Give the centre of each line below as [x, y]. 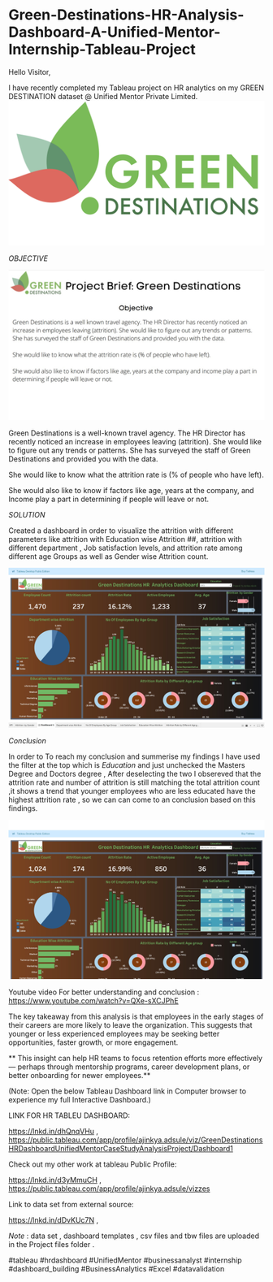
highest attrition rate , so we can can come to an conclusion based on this [132, 799]
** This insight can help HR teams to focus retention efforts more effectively [135, 1059]
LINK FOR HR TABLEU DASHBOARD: [69, 1115]
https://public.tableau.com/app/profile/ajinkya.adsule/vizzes [109, 1189]
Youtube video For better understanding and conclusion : [104, 992]
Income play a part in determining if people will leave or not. [109, 499]
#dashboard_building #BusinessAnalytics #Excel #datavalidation [117, 1269]
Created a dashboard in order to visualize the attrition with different [121, 531]
